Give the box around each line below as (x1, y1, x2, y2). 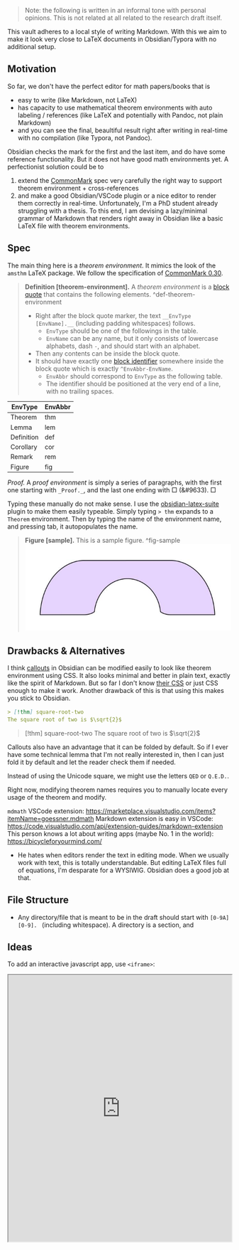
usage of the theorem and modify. (7, 793, 107, 801)
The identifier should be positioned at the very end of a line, (45, 379, 221, 388)
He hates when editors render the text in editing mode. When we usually (17, 850, 229, 859)
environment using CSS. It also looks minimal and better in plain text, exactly (7, 672, 230, 680)
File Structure (7, 894, 69, 906)
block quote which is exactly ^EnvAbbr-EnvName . (35, 364, 174, 373)
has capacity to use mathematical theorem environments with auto (17, 103, 213, 112)
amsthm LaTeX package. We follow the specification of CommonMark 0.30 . (7, 268, 223, 277)
